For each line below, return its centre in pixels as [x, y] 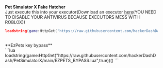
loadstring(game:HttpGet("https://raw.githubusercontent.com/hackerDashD [81, 55]
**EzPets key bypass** [29, 45]
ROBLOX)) [15, 22]
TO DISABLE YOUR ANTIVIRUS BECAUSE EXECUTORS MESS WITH [72, 17]
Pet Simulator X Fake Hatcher [35, 7]
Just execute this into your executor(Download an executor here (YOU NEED [81, 12]
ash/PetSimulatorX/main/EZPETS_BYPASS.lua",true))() [59, 60]
